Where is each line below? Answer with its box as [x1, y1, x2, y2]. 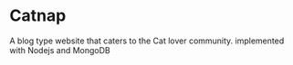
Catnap [9, 5, 67, 26]
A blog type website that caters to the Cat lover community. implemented [9, 35, 285, 46]
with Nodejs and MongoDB [9, 44, 111, 55]
